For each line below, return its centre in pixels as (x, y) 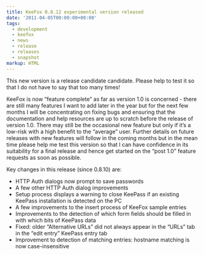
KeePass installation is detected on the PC (69, 201)
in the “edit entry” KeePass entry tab (61, 233)
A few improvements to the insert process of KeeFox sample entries (101, 207)
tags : (13, 23)
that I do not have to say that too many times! (63, 87)
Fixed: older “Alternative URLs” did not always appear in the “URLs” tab (105, 226)
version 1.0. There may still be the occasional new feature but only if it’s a (99, 125)
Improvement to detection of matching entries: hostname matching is (102, 240)
